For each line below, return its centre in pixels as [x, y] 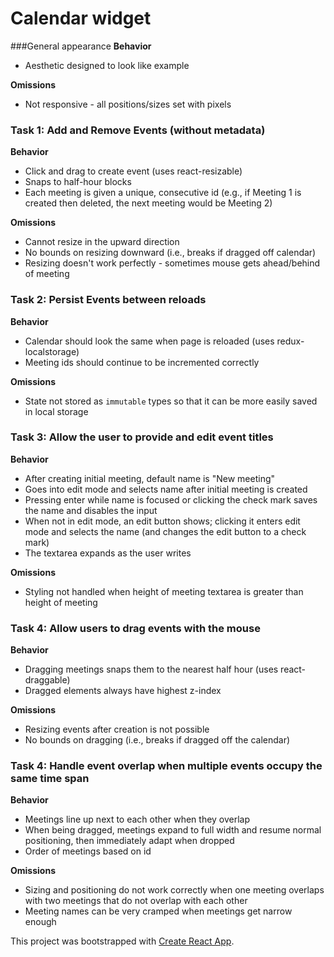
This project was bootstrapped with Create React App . [122, 941]
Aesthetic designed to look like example [107, 65]
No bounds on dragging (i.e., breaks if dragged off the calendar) [157, 740]
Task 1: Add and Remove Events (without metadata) [138, 130]
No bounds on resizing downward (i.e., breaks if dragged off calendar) [170, 253]
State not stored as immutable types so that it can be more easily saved [171, 401]
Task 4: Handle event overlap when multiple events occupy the [166, 766]
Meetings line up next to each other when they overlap [137, 819]
